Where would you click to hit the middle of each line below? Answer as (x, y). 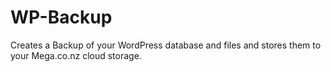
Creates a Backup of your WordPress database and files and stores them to (166, 45)
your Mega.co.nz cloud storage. (76, 55)
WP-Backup (61, 17)
